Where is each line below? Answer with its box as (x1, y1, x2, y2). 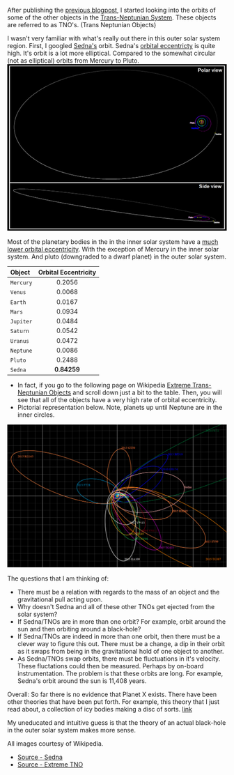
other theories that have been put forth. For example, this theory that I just (7, 698, 220, 706)
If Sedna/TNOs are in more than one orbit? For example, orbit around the (17, 617, 226, 626)
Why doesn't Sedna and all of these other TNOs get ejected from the (17, 603, 215, 611)
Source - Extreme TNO (17, 760, 84, 769)
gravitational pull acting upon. (17, 595, 103, 604)
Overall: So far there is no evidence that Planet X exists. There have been (7, 690, 217, 699)
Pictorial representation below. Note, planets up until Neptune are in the (17, 403, 223, 411)
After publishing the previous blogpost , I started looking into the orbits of (7, 6, 216, 14)
